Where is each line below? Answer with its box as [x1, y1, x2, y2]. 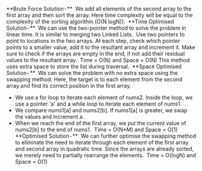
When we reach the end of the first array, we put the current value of [14, 120, 186, 126]
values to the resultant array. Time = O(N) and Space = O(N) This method [6, 57, 190, 63]
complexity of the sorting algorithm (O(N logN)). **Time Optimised [6, 18, 174, 25]
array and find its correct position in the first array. [6, 82, 131, 89]
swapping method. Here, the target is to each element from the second [6, 76, 183, 83]
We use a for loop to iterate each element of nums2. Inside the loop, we [14, 94, 193, 101]
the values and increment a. [14, 113, 84, 120]
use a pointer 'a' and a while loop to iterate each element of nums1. [14, 100, 182, 108]
